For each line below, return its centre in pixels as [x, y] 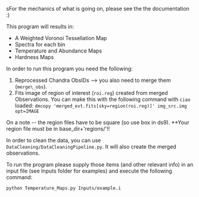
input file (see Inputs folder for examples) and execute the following [89, 171]
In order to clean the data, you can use [54, 140]
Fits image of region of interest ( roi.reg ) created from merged [91, 93]
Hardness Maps [34, 57]
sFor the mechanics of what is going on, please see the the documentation [98, 9]
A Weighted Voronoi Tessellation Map [61, 38]
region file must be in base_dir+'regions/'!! [58, 129]
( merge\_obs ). [31, 87]
